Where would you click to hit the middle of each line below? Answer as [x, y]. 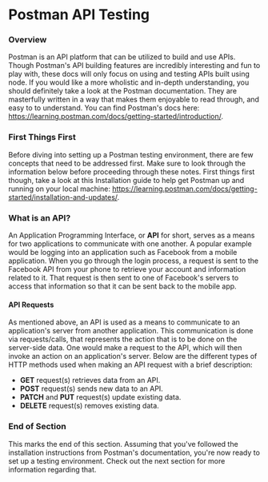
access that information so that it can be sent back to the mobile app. [123, 286]
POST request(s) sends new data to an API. [92, 388]
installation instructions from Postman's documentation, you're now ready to [134, 452]
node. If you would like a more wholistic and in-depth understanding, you [129, 82]
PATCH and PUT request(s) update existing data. [100, 397]
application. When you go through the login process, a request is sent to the [133, 261]
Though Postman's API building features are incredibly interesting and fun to [134, 66]
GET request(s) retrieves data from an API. [90, 380]
